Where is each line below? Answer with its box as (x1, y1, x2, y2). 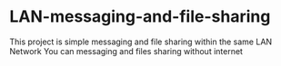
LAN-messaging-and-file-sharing (9, 6, 271, 27)
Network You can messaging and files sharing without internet (9, 45, 244, 56)
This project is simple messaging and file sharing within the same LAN (9, 36, 273, 47)
